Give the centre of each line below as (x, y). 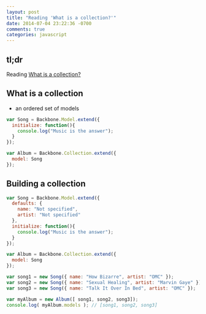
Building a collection (46, 184)
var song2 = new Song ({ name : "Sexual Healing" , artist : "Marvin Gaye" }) (104, 282)
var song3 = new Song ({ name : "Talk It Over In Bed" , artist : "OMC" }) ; (101, 288)
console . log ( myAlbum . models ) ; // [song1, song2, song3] (82, 305)
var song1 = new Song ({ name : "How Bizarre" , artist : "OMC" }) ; (90, 277)
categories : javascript (37, 35)
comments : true (26, 29)
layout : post (23, 12)
